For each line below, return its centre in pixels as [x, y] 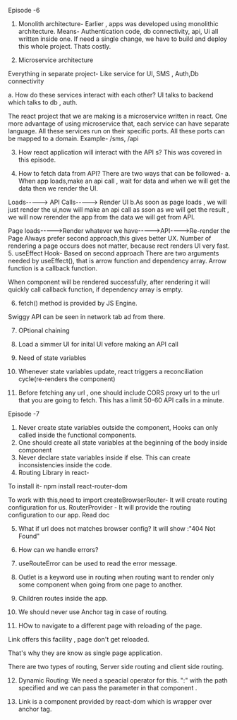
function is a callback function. [53, 268]
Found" [29, 536]
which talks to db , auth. [43, 102]
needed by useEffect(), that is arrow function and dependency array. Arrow [117, 261]
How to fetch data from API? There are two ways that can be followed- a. [124, 173]
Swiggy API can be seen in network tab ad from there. [86, 317]
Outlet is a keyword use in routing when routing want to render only [116, 577]
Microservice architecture [56, 60]
